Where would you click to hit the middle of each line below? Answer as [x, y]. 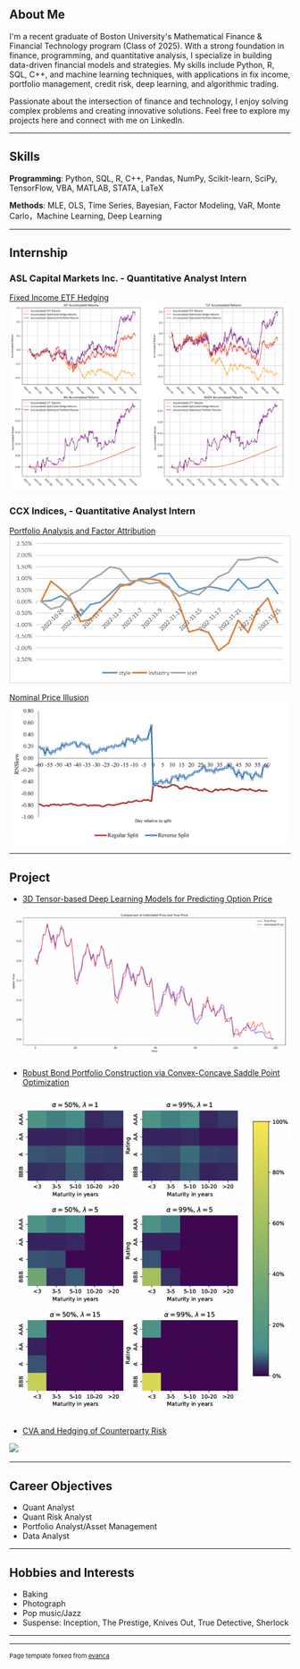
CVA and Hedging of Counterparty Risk [94, 1431]
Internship [39, 253]
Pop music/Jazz [52, 1614]
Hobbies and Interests [72, 1573]
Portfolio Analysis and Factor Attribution [83, 531]
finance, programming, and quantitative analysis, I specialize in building [141, 55]
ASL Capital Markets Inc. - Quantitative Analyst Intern [128, 278]
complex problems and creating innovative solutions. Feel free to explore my [150, 110]
